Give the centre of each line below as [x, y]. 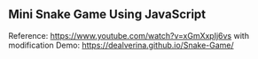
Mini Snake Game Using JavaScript [107, 15]
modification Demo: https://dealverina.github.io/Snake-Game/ [121, 45]
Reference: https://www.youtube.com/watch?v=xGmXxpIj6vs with [129, 35]
